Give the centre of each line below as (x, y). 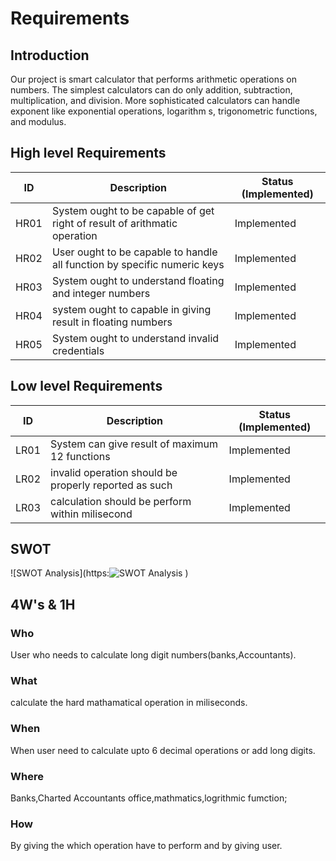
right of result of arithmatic (114, 223)
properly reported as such (111, 485)
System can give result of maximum (134, 444)
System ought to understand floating (138, 280)
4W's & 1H (43, 604)
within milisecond (91, 514)
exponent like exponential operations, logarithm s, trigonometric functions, (164, 111)
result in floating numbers (112, 322)
